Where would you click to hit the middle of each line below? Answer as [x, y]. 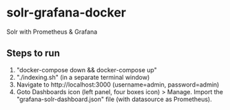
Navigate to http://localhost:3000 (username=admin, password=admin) [118, 85]
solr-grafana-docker [66, 13]
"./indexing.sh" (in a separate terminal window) [83, 77]
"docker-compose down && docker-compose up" [87, 69]
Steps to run [33, 53]
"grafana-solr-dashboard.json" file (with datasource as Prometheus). [114, 99]
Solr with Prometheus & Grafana [52, 32]
